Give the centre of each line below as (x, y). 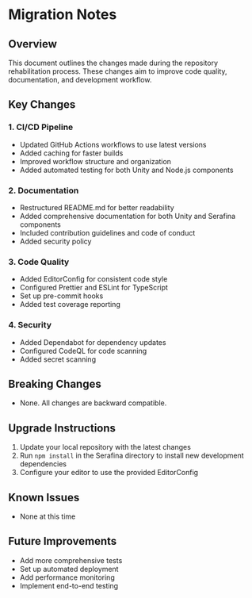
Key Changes (42, 105)
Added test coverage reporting (70, 305)
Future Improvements (63, 541)
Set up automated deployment (69, 569)
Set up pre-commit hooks (61, 296)
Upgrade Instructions (62, 428)
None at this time (48, 516)
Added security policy (55, 241)
